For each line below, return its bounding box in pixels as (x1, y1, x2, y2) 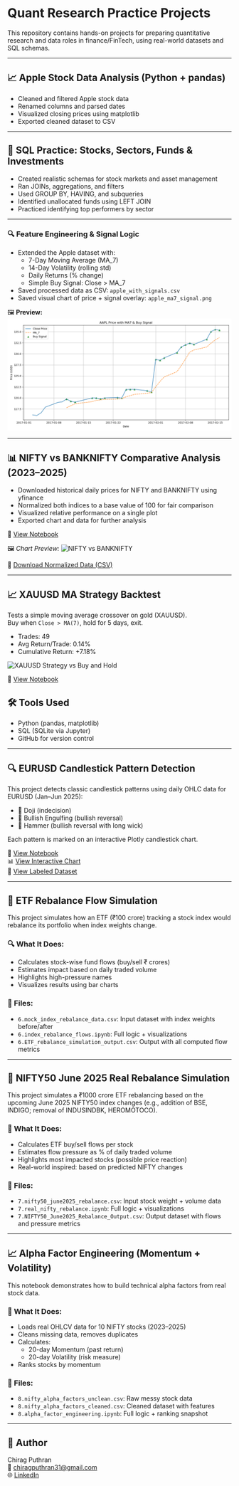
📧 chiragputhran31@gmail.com (7, 1463, 97, 1472)
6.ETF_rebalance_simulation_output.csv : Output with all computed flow (17, 1037, 228, 1045)
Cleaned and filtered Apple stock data (17, 94, 129, 102)
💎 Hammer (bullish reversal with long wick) (17, 821, 144, 830)
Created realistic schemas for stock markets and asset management (17, 174, 218, 183)
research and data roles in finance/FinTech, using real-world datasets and (7, 36, 224, 44)
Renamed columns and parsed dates (17, 102, 126, 110)
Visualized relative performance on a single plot (17, 508, 158, 517)
